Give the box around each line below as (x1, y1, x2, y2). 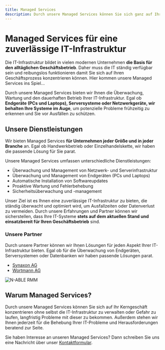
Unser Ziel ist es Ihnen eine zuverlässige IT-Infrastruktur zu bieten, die (5, 198, 147, 204)
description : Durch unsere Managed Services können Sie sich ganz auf (5, 12, 153, 17)
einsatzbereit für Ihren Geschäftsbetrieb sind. (5, 219, 101, 225)
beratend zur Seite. (5, 325, 44, 331)
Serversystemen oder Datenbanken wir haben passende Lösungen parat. (5, 252, 154, 258)
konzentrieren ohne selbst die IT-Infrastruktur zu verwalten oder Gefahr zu (5, 309, 156, 315)
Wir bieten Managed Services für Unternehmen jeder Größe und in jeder (5, 138, 154, 144)
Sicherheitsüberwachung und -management (12, 188, 102, 194)
